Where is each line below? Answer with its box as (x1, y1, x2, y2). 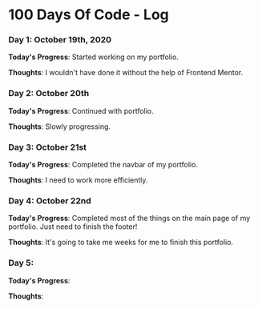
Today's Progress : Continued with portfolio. (8, 106, 154, 115)
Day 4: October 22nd (8, 195, 91, 206)
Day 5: (8, 258, 34, 269)
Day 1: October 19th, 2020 (8, 34, 112, 46)
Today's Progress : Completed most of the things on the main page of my (8, 214, 251, 223)
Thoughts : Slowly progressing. (8, 122, 111, 131)
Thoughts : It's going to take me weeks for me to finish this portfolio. (8, 238, 234, 247)
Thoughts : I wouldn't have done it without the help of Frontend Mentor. (8, 68, 244, 78)
